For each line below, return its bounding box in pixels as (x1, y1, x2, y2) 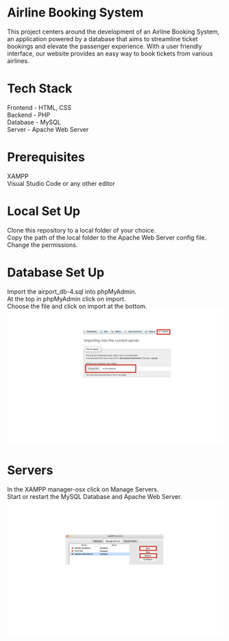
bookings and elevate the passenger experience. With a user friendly (7, 42, 202, 50)
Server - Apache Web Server (7, 125, 89, 133)
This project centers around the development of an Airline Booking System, (7, 27, 220, 36)
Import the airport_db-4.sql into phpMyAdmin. (7, 287, 137, 296)
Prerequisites (7, 150, 86, 165)
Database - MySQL (7, 118, 62, 126)
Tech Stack (7, 81, 73, 97)
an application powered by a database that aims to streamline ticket (7, 34, 198, 43)
